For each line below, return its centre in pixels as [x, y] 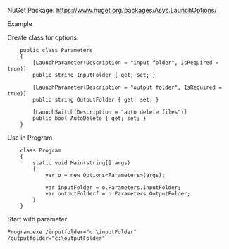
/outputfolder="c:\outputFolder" [56, 238]
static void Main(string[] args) [82, 163]
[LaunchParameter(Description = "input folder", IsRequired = [126, 63]
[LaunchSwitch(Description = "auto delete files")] [110, 112]
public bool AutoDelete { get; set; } [89, 119]
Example [20, 24]
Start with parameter [37, 219]
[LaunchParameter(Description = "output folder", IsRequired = [127, 87]
